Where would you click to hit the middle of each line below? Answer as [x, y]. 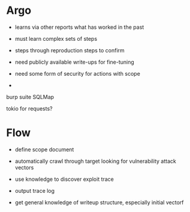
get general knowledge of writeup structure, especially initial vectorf [99, 202]
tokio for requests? [29, 108]
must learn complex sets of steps [56, 38]
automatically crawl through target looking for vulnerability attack [96, 161]
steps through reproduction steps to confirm [70, 50]
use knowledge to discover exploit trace [64, 179]
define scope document [44, 149]
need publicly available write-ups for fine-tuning [75, 62]
